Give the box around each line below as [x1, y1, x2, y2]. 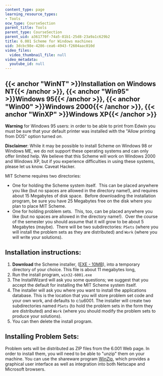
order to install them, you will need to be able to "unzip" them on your [5, 351, 145, 356]
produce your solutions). [12, 313, 62, 319]
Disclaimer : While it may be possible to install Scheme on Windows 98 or [5, 142, 153, 149]
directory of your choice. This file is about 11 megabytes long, [12, 266, 136, 272]
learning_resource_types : [5, 12, 58, 17]
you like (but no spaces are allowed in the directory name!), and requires [12, 187, 158, 193]
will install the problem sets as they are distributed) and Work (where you [12, 229, 158, 235]
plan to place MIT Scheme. [12, 203, 66, 209]
